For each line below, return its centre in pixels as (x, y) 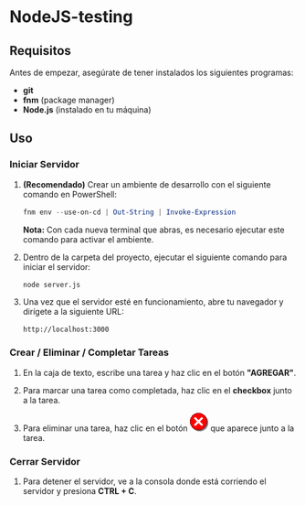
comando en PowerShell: (69, 194)
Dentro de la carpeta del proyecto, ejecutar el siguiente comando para (155, 257)
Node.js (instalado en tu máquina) (87, 110)
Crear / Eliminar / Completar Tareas (89, 352)
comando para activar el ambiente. (88, 239)
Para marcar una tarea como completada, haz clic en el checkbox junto (157, 390)
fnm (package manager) (69, 100)
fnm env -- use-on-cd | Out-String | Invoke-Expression (129, 212)
